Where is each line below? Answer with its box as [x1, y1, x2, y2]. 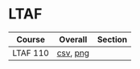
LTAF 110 [12, 47, 50, 59]
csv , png [56, 47, 90, 59]
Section [97, 34, 128, 45]
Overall [59, 34, 88, 45]
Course [15, 34, 46, 45]
